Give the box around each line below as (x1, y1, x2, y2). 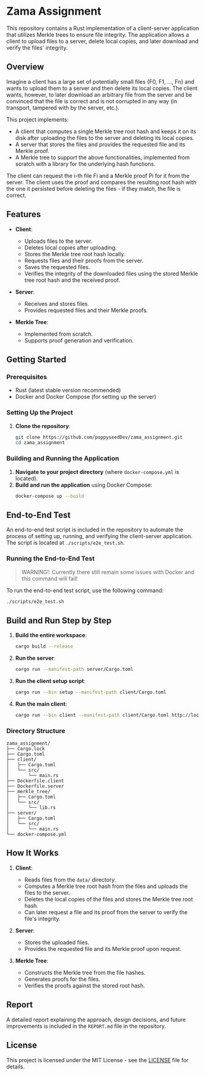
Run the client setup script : (15, 678, 86, 685)
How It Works (6, 848, 59, 859)
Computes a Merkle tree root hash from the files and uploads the (24, 882, 188, 890)
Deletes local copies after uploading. (24, 243, 117, 251)
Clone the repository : (15, 422, 71, 429)
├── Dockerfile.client (6, 778, 64, 784)
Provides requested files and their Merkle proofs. (24, 306, 148, 314)
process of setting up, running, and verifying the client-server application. (6, 533, 193, 540)
